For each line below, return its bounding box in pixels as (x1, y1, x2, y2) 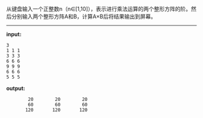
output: (6, 85, 25, 92)
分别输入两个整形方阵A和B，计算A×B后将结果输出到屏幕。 (11, 13, 156, 20)
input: (6, 31, 22, 38)
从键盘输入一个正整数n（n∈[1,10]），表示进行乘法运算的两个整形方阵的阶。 (6, 5, 192, 12)
